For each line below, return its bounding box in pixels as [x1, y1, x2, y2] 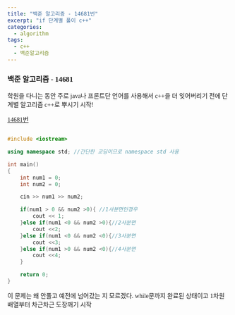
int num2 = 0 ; [20, 180, 61, 187]
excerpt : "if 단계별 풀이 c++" [7, 17, 92, 24]
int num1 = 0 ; [20, 174, 61, 181]
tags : [7, 37, 23, 44]
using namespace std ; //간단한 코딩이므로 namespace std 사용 [7, 149, 179, 156]
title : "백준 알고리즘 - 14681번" [7, 10, 99, 18]
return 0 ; [20, 271, 49, 278]
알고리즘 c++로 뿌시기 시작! [20, 101, 94, 109]
